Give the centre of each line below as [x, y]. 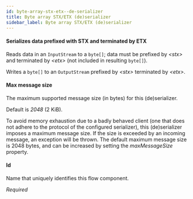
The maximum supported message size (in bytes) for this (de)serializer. [92, 98]
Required [17, 189]
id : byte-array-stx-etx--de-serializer [55, 11]
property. [17, 152]
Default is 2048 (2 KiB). [35, 109]
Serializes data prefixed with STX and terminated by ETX [77, 41]
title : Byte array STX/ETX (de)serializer [58, 17]
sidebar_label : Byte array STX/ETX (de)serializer [69, 22]
